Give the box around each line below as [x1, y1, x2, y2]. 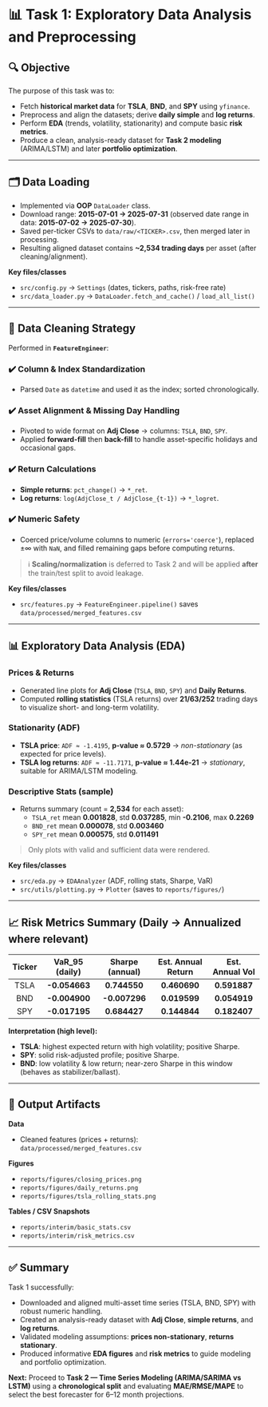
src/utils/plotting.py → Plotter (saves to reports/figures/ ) [19, 884, 225, 894]
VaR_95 [53, 956, 84, 967]
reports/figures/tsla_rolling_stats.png [19, 1192, 156, 1200]
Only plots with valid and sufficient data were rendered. [27, 845, 211, 855]
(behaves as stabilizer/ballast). [19, 1067, 121, 1076]
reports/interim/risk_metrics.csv [19, 1231, 135, 1240]
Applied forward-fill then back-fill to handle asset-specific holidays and [19, 435, 258, 444]
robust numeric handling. [19, 1306, 103, 1316]
